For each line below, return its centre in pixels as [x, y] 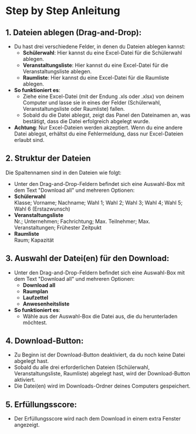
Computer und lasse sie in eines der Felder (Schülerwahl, [92, 103]
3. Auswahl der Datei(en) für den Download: [87, 258]
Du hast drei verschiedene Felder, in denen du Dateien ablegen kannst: [100, 46]
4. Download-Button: [45, 341]
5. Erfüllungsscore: [41, 404]
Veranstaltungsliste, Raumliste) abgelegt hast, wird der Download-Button [102, 374]
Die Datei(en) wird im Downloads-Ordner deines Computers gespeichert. [102, 386]
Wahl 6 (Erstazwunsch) [42, 209]
